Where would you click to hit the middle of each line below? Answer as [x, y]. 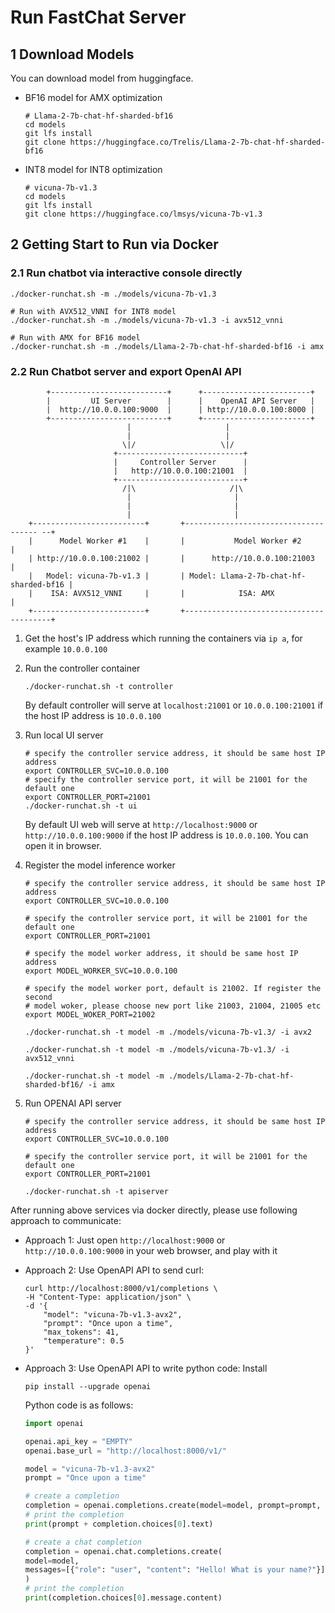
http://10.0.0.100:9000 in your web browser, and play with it [151, 1250]
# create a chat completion [83, 1542]
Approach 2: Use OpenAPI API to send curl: [114, 1270]
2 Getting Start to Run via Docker [114, 244]
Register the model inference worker [100, 865]
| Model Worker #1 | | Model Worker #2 [165, 541]
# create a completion [72, 1496]
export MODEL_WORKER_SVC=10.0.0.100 [101, 971]
